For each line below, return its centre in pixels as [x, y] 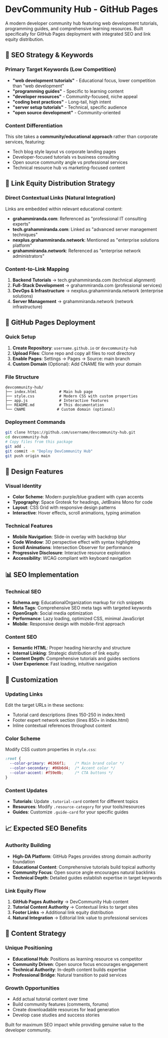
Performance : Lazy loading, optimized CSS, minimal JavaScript [78, 619]
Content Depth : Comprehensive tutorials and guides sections [76, 658]
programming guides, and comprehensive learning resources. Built [74, 28]
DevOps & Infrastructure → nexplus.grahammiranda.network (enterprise [88, 290]
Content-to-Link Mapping [37, 269]
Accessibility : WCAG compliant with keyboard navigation [72, 558]
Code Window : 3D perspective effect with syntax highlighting [76, 542]
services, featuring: [25, 141]
